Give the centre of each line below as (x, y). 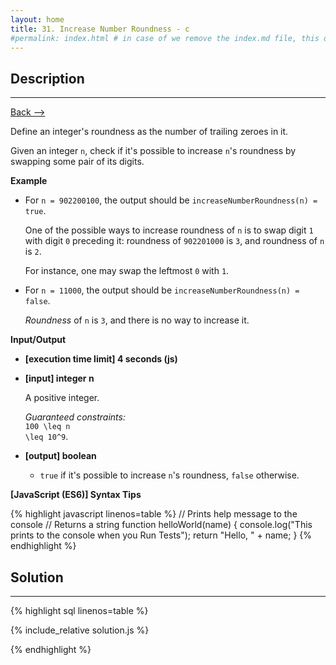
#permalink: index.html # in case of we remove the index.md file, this (165, 38)
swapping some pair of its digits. (77, 162)
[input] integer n (59, 378)
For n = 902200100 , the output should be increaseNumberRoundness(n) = (171, 200)
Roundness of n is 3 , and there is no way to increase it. (137, 320)
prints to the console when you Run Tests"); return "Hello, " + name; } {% (161, 535)
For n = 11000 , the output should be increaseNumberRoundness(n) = (162, 290)
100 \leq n (47, 427)
